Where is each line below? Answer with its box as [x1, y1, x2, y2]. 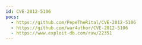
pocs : [5, 14, 19, 20]
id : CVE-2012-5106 [5, 8, 51, 15]
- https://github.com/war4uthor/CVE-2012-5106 [11, 25, 128, 31]
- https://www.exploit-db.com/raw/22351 [11, 30, 112, 36]
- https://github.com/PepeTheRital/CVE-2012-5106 [11, 19, 136, 25]
